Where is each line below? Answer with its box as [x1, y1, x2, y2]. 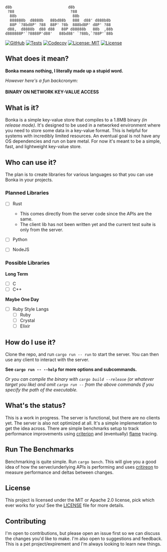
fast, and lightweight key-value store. [5, 144, 82, 150]
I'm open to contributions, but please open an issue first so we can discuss [5, 530, 160, 536]
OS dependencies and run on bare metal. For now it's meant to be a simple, [5, 138, 161, 144]
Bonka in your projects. [5, 177, 53, 183]
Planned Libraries [5, 189, 49, 196]
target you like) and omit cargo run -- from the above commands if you [5, 382, 154, 387]
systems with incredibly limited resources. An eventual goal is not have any [5, 133, 160, 139]
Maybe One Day [5, 296, 39, 302]
